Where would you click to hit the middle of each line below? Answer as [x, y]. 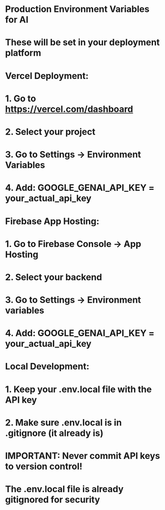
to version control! [44, 466]
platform [23, 53]
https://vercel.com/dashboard [69, 109]
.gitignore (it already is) [54, 433]
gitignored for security [53, 500]
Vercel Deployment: [47, 76]
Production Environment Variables [77, 9]
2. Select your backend [54, 277]
